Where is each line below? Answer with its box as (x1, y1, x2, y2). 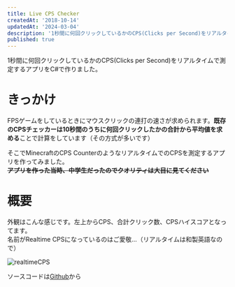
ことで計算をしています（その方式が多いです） (20, 134, 154, 142)
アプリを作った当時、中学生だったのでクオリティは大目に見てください (7, 166, 209, 175)
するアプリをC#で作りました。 (13, 65, 102, 73)
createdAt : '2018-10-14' (7, 17, 80, 24)
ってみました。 (25, 158, 69, 166)
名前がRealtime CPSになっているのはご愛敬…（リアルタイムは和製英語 (7, 235, 211, 243)
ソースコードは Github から (7, 272, 82, 280)
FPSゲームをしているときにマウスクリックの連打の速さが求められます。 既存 (7, 117, 226, 125)
